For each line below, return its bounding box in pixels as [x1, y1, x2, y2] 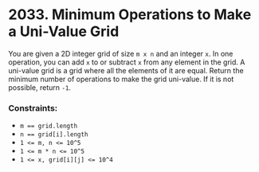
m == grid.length [19, 122, 78, 131]
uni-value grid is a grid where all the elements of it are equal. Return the [8, 65, 245, 75]
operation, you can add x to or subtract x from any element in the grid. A [8, 57, 245, 67]
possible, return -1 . [8, 82, 72, 92]
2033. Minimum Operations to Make [8, 6, 252, 24]
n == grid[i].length [19, 131, 88, 139]
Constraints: [8, 102, 58, 113]
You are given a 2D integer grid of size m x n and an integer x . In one [8, 49, 233, 58]
